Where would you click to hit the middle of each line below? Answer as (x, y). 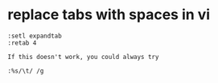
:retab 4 (22, 43)
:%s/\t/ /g (26, 71)
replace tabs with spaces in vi (109, 15)
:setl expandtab (35, 36)
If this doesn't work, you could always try (83, 57)
